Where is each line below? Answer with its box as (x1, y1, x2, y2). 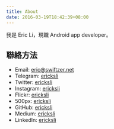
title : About (6, 8, 39, 15)
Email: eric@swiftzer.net (14, 66, 74, 73)
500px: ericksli (14, 98, 52, 105)
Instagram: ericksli (14, 85, 61, 92)
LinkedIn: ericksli (14, 117, 56, 124)
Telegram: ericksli (14, 72, 59, 80)
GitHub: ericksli (14, 104, 53, 111)
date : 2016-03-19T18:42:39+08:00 (6, 14, 89, 20)
